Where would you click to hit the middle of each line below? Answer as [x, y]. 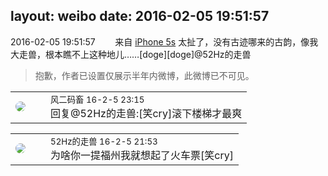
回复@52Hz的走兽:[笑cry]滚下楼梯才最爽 [146, 113]
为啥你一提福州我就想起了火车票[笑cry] [142, 155]
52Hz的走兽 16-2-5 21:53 [104, 141]
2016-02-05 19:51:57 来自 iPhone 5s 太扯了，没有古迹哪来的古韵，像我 [164, 41]
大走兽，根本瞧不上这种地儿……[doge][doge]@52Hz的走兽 [131, 54]
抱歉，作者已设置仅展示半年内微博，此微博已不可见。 [144, 75]
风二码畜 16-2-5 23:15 [97, 99]
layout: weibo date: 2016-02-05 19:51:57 [140, 16]
